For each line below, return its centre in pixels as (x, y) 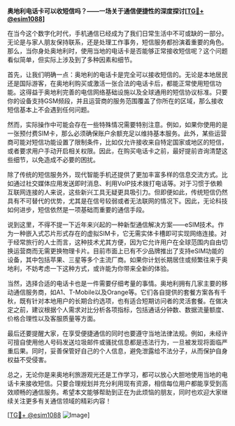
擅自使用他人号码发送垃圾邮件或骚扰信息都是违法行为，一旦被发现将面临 (117, 342)
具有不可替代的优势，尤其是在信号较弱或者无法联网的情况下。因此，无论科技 (117, 201)
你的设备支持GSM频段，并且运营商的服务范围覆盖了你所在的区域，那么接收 (115, 101)
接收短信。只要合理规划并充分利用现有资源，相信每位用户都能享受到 (123, 383)
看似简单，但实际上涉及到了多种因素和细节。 (72, 60)
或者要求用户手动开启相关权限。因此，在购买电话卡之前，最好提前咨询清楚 (114, 151)
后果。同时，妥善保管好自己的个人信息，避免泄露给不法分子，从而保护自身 (120, 351)
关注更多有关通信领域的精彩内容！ (62, 401)
